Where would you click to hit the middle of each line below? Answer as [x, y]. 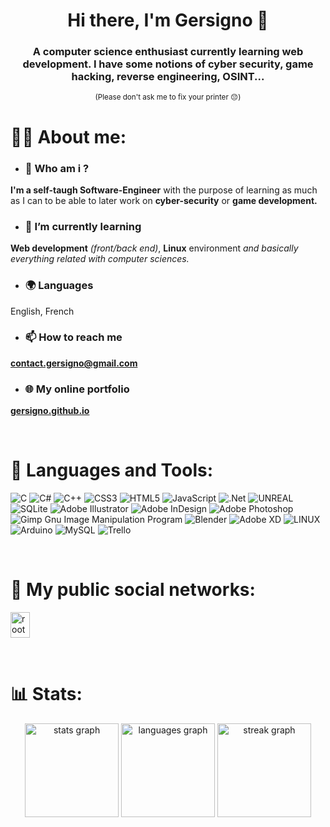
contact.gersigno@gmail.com [74, 363]
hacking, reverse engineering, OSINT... [168, 77]
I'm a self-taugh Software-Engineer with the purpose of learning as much [164, 190]
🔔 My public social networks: [133, 590]
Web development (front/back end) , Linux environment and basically [154, 248]
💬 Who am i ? [57, 168]
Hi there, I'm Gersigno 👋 [168, 20]
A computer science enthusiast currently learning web [168, 52]
